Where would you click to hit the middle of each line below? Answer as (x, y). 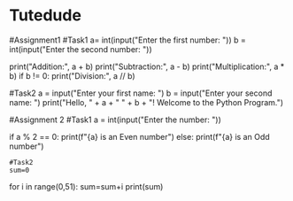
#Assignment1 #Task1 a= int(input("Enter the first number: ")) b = (127, 40)
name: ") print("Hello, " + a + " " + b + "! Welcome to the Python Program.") (146, 102)
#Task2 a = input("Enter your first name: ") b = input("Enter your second (141, 93)
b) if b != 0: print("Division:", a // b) (72, 75)
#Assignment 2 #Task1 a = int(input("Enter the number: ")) (115, 120)
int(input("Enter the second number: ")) (81, 49)
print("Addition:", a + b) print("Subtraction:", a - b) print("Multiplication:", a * (147, 66)
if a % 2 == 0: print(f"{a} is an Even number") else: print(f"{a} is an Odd (139, 136)
